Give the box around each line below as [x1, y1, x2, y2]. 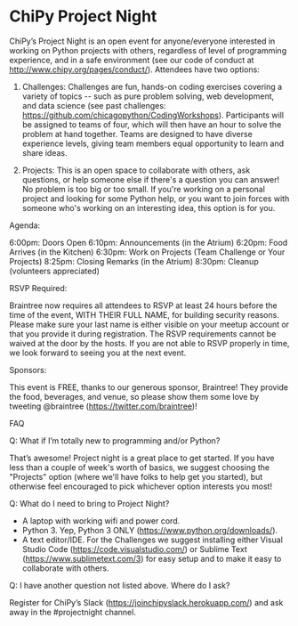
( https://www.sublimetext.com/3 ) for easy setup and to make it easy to [21, 553, 282, 564]
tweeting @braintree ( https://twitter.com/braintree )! [9, 401, 197, 411]
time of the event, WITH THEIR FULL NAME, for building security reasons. [9, 309, 280, 320]
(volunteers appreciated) [9, 265, 101, 276]
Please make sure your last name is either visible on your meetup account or [9, 319, 290, 329]
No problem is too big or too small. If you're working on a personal [21, 183, 265, 194]
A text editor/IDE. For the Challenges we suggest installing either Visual [21, 534, 283, 545]
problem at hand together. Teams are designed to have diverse [21, 128, 254, 139]
